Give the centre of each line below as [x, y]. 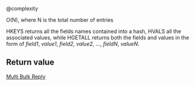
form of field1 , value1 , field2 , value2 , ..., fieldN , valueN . [73, 44]
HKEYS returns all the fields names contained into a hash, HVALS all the [94, 31]
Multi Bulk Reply [26, 77]
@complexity [22, 9]
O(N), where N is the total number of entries [60, 20]
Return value [30, 62]
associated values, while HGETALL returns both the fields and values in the [98, 37]
